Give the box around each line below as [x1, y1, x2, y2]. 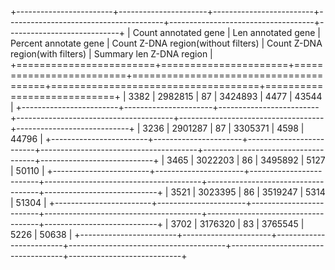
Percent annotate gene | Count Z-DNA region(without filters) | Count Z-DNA [10, 37, 323, 49]
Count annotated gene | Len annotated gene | [132, 27, 321, 38]
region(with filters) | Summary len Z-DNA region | [10, 48, 213, 60]
